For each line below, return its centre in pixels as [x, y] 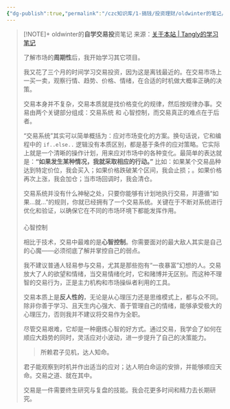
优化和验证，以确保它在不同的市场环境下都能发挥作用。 [101, 210]
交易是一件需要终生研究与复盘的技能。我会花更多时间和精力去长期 [116, 390]
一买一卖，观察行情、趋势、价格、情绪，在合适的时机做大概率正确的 [119, 81]
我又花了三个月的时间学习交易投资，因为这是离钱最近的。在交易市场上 [123, 72]
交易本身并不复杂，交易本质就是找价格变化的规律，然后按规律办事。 [119, 103]
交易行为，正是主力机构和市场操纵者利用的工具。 [105, 282]
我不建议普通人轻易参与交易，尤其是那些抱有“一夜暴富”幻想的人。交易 [122, 265]
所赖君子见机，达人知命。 [77, 353]
